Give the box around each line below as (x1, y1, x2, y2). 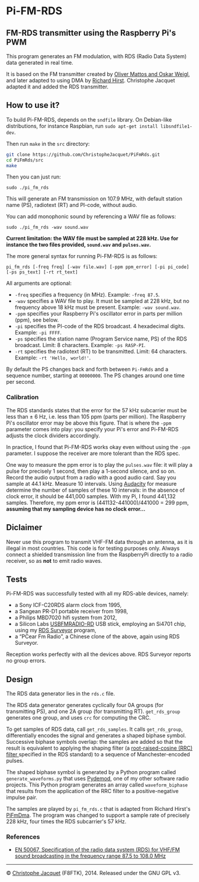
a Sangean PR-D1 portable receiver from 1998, (14, 608, 129, 615)
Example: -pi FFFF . (14, 329, 62, 336)
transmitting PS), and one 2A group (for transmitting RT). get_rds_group (6, 708, 181, 715)
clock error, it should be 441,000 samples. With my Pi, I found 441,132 (6, 492, 176, 499)
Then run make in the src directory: (6, 140, 90, 147)
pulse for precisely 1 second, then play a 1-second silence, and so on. (6, 467, 176, 475)
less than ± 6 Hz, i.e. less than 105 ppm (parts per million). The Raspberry (6, 413, 186, 420)
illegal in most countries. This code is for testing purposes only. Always (6, 545, 180, 552)
